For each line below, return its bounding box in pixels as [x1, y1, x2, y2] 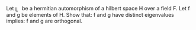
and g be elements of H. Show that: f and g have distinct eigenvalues [6, 11, 175, 18]
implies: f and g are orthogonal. [6, 17, 83, 24]
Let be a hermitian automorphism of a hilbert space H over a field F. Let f [6, 5, 191, 12]
